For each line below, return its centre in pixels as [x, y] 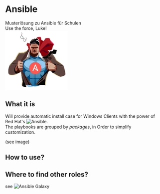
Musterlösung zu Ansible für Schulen [43, 23]
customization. [20, 132]
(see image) [17, 142]
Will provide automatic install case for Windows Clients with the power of [80, 116]
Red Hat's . [27, 121]
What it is [20, 104]
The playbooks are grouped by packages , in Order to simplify [68, 127]
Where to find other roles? [47, 174]
